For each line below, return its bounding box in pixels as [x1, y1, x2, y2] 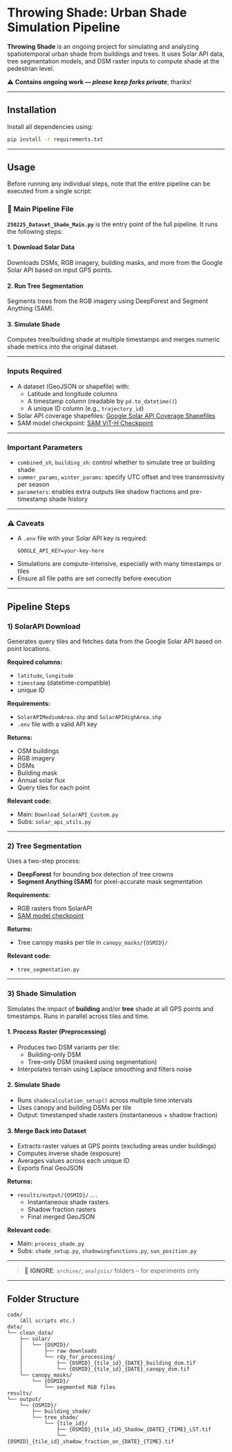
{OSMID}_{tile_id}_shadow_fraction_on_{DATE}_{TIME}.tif [7, 1438, 175, 1445]
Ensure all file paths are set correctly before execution [17, 574, 171, 582]
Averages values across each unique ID [17, 1157, 130, 1165]
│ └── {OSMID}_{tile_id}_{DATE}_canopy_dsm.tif [19, 1365, 190, 1373]
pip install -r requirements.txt [7, 136, 104, 143]
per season [17, 480, 50, 488]
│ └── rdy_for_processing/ [19, 1353, 116, 1360]
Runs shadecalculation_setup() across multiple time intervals [17, 1096, 193, 1104]
